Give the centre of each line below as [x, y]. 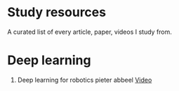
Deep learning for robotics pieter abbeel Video [85, 80]
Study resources [57, 12]
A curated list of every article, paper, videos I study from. [89, 32]
